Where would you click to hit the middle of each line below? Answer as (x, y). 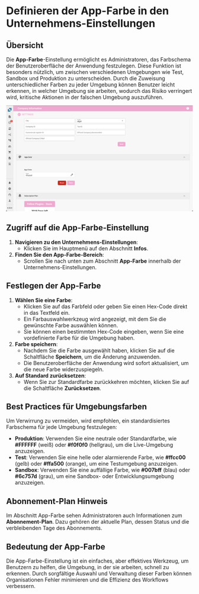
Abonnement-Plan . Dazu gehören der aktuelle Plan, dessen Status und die (98, 522)
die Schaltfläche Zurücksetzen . (62, 388)
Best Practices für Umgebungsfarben (76, 406)
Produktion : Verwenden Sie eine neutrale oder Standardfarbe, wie (96, 438)
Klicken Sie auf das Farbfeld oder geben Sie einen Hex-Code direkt (105, 306)
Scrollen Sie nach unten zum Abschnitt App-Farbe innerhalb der (102, 261)
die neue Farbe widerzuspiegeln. (64, 369)
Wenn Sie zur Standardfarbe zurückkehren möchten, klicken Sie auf (106, 382)
